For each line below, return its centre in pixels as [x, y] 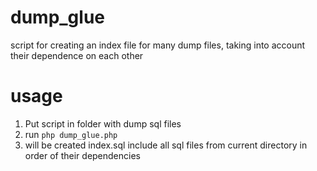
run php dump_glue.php [71, 134]
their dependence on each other [77, 55]
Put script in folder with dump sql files [103, 123]
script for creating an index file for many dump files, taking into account [158, 45]
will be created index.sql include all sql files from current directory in [166, 145]
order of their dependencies [82, 155]
